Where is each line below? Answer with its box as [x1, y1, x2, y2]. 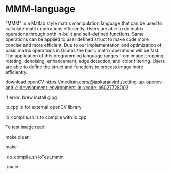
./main [5, 163, 19, 169]
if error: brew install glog [5, 94, 57, 100]
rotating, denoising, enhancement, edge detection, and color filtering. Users [5, 58, 165, 64]
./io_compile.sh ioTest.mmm [5, 154, 64, 160]
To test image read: [5, 124, 46, 130]
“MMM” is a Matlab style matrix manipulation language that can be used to [5, 20, 162, 26]
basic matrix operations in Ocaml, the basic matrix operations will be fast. [5, 47, 160, 53]
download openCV [5, 79, 45, 85]
